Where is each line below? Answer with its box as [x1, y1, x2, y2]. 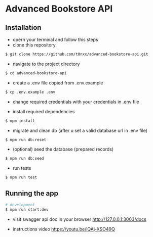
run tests [12, 165, 31, 171]
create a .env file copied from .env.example [12, 79, 103, 86]
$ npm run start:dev [5, 207, 49, 212]
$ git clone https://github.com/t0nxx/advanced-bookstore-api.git [5, 52, 148, 57]
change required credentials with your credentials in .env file [12, 99, 139, 105]
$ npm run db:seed [5, 156, 44, 161]
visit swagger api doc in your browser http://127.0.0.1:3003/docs [12, 216, 147, 222]
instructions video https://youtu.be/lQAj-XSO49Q [12, 226, 115, 232]
